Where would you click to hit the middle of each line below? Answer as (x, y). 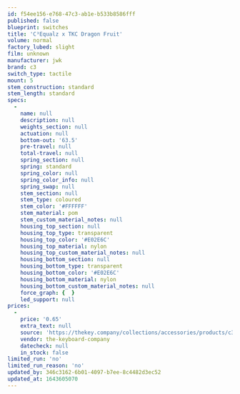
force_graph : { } (47, 293)
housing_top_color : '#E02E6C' (65, 240)
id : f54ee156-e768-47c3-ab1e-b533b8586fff (71, 14)
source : (31, 333)
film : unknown (29, 54)
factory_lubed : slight (41, 47)
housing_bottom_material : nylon (68, 279)
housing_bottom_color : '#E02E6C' (70, 273)
